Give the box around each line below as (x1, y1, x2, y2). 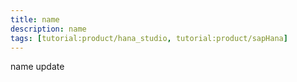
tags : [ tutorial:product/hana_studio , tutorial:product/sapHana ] (10, 33, 288, 43)
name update (10, 61, 65, 73)
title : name (10, 14, 60, 25)
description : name (10, 24, 87, 34)
